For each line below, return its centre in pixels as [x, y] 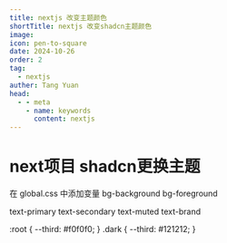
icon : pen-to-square [49, 43]
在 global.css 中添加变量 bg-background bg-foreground [113, 194]
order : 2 [26, 60]
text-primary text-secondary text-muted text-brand [105, 212]
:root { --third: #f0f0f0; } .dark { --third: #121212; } [103, 229]
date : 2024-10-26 [42, 52]
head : [20, 93]
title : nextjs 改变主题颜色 [58, 18]
